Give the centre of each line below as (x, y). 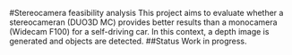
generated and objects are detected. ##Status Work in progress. (129, 41)
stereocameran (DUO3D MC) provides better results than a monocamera (143, 22)
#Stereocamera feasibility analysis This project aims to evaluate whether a (146, 13)
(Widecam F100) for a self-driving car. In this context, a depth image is (139, 31)
